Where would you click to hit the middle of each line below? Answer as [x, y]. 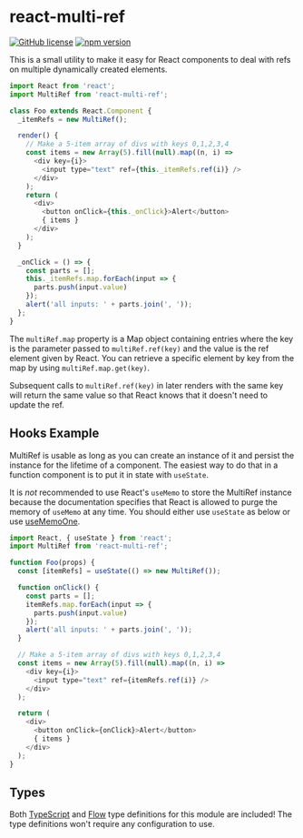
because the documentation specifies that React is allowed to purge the [144, 501]
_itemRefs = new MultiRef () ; [73, 119]
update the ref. [37, 404]
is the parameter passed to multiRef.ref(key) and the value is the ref [139, 348]
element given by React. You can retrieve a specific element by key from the [152, 358]
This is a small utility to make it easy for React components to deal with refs [150, 59]
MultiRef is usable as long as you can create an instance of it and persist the [152, 455]
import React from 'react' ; [63, 86]
